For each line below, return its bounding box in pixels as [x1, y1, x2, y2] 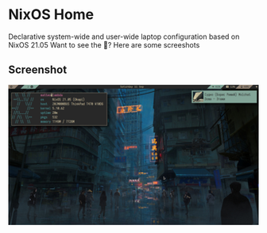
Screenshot [8, 63, 68, 77]
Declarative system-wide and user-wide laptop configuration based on [8, 32, 240, 41]
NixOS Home [8, 6, 95, 24]
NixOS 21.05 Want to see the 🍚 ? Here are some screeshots [8, 40, 200, 49]
